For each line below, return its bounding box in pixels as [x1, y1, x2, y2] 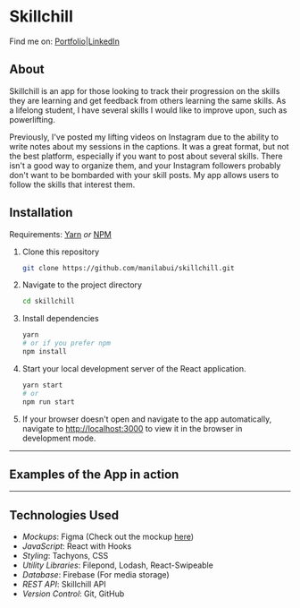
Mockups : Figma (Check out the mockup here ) [21, 531, 195, 543]
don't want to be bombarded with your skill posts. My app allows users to [9, 169, 279, 180]
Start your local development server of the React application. [21, 363, 247, 373]
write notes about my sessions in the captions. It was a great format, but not [9, 141, 289, 151]
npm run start [21, 397, 75, 407]
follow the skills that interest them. [9, 179, 136, 190]
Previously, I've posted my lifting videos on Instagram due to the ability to [9, 132, 279, 142]
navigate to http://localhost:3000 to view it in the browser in [21, 423, 243, 433]
